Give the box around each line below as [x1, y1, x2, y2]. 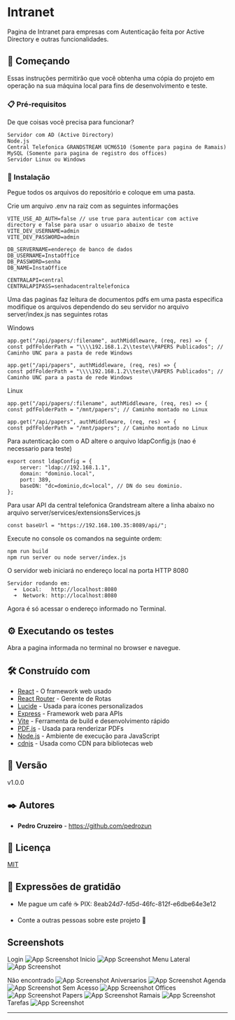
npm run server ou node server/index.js [7, 554, 127, 562]
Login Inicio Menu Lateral [7, 955, 190, 964]
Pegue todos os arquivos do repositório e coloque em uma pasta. [7, 188, 196, 197]
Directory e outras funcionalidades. [7, 34, 109, 43]
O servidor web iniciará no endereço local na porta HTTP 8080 [7, 567, 189, 575]
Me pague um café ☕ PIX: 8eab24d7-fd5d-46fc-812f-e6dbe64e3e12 [17, 900, 217, 908]
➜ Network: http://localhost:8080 [13, 592, 117, 600]
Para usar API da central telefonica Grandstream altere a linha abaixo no [7, 501, 215, 510]
